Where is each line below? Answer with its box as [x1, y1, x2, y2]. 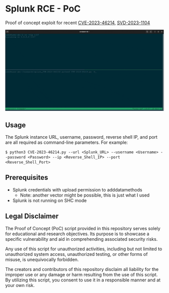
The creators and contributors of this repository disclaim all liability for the [5, 266, 159, 272]
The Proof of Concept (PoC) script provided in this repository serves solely [5, 225, 161, 231]
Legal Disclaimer [5, 212, 59, 221]
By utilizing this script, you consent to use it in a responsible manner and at [5, 277, 161, 283]
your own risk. [5, 282, 35, 288]
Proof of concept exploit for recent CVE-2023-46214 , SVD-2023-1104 [5, 20, 150, 26]
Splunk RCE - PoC [5, 3, 81, 15]
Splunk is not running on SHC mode [12, 197, 87, 204]
